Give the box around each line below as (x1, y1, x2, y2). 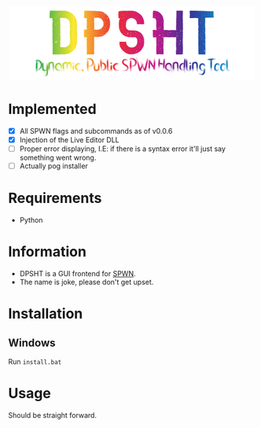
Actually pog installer (19, 161, 89, 171)
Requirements (8, 190, 102, 207)
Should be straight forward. (8, 411, 97, 419)
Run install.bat (8, 357, 62, 367)
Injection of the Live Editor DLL (19, 135, 119, 144)
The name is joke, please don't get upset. (19, 278, 154, 287)
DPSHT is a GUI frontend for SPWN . (19, 269, 136, 279)
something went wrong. (19, 153, 97, 163)
